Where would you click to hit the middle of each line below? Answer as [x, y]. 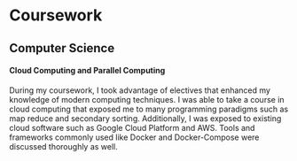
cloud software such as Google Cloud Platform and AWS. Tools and [132, 127]
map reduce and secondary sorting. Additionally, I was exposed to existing [145, 118]
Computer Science [62, 48]
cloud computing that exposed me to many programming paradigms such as [149, 109]
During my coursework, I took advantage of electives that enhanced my [140, 90]
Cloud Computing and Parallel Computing [87, 71]
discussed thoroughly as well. [63, 146]
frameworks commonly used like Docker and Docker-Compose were [134, 137]
